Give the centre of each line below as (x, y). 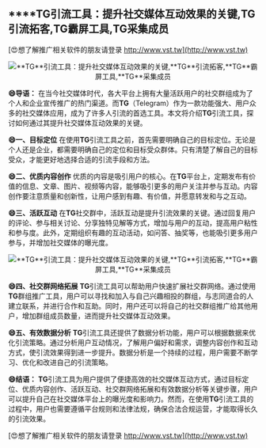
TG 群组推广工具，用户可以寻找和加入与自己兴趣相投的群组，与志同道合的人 (131, 296)
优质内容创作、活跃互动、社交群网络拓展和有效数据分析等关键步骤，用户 (140, 389)
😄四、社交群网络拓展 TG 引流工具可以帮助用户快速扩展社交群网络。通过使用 (132, 286)
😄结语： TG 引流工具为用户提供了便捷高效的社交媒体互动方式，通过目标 (125, 379)
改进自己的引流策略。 (77, 362)
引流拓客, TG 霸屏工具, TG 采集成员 (89, 29)
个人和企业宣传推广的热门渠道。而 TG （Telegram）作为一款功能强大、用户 (129, 103)
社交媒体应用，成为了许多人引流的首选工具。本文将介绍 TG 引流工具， (134, 112)
